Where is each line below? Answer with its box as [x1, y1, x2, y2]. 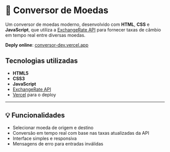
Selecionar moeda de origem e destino [12, 124, 94, 131]
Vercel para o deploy [12, 91, 57, 98]
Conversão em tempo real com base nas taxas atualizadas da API [12, 130, 149, 136]
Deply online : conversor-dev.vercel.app [5, 42, 89, 48]
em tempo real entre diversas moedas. [5, 32, 86, 38]
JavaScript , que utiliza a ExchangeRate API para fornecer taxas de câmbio [5, 26, 161, 32]
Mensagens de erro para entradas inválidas [12, 140, 104, 146]
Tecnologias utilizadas [5, 57, 78, 65]
